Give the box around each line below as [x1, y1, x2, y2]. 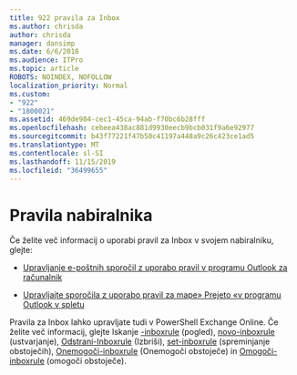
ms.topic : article [9, 65, 79, 74]
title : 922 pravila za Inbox [9, 13, 120, 23]
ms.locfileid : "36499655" [9, 166, 108, 175]
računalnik [22, 272, 63, 283]
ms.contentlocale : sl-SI [9, 148, 104, 157]
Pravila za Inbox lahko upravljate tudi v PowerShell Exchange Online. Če [9, 317, 279, 328]
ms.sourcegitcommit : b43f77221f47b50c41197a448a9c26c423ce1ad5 [9, 132, 255, 141]
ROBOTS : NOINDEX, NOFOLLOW [9, 73, 112, 82]
